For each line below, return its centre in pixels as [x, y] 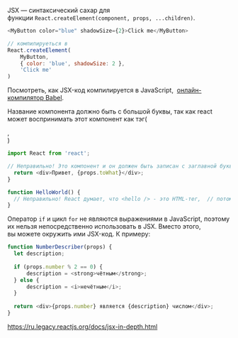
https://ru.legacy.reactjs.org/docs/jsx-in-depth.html [83, 327]
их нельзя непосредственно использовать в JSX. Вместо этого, [104, 227]
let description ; [39, 254]
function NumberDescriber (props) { [60, 247]
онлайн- [189, 90]
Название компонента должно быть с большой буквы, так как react [110, 111]
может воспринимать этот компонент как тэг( [77, 119]
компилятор [26, 98]
